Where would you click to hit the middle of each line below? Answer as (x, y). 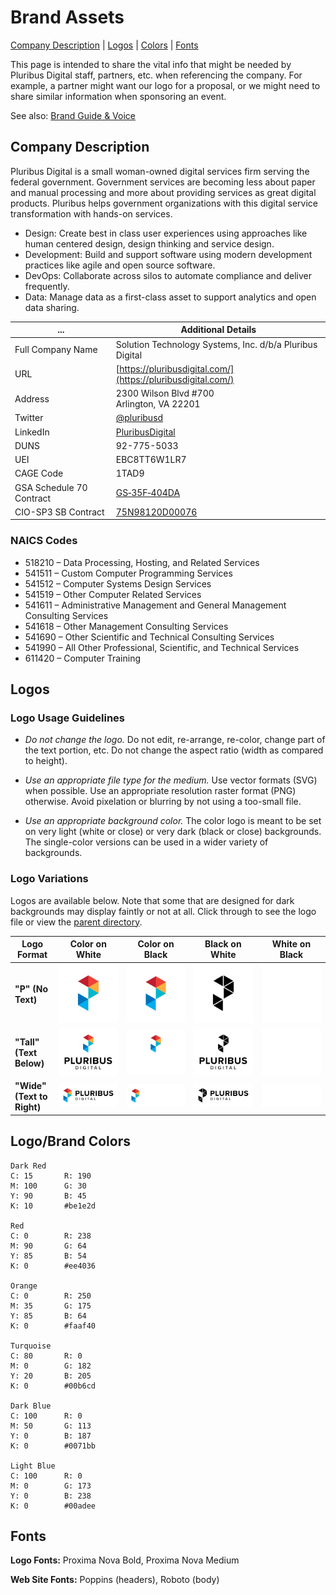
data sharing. (52, 307)
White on (291, 944)
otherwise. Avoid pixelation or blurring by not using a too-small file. (163, 802)
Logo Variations (49, 879)
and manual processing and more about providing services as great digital (163, 192)
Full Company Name (56, 349)
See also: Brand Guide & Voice (73, 115)
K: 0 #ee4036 (53, 1266)
